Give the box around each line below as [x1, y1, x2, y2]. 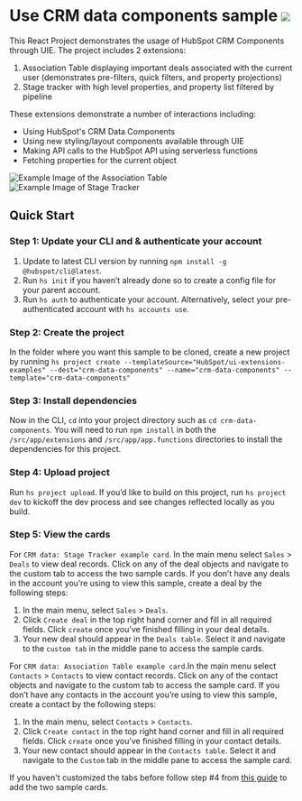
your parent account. [22, 284, 101, 295]
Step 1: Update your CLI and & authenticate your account [9, 235, 262, 248]
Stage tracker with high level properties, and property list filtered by [22, 81, 275, 92]
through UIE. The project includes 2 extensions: [9, 44, 187, 55]
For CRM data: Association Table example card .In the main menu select [9, 660, 277, 671]
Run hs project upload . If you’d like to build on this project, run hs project [9, 486, 287, 497]
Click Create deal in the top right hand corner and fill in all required [22, 614, 272, 625]
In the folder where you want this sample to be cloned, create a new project [9, 346, 290, 357]
